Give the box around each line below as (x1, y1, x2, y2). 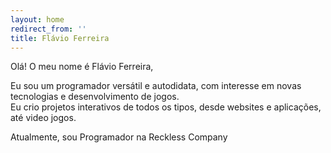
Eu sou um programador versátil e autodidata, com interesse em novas (10, 80, 302, 92)
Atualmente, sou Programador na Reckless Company (10, 131, 228, 143)
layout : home (10, 14, 65, 25)
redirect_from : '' (10, 24, 87, 34)
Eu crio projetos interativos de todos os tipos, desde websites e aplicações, (10, 101, 322, 113)
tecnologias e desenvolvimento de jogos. (10, 91, 180, 103)
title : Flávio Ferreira (10, 33, 110, 43)
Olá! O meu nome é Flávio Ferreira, (10, 61, 154, 73)
